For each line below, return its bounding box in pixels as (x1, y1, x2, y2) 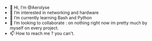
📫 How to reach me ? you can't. (9, 30, 75, 36)
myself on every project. (9, 25, 59, 31)
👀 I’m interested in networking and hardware (9, 10, 99, 15)
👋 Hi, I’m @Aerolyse (9, 5, 50, 10)
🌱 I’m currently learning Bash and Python (9, 15, 92, 20)
